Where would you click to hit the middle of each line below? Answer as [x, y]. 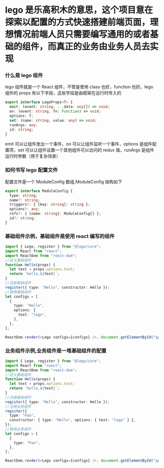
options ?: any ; [25, 209]
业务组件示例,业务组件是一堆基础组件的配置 [56, 351]
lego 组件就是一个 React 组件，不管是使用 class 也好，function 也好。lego [79, 87]
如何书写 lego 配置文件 [32, 170]
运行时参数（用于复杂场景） [33, 156]
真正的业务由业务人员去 [103, 47]
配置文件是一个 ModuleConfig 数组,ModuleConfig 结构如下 [64, 182]
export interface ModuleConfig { [39, 191]
